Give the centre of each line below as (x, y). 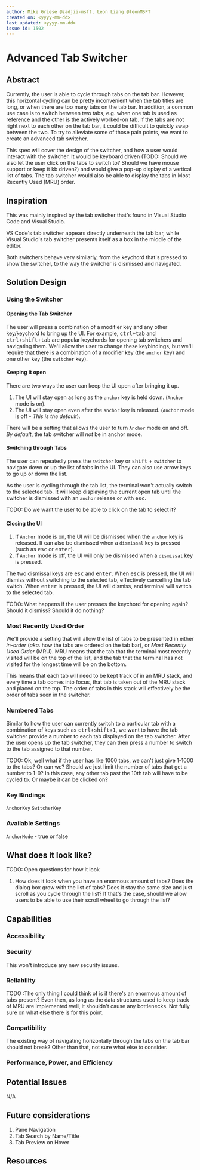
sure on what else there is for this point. (55, 1012)
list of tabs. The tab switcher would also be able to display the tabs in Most (98, 176)
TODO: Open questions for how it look (53, 870)
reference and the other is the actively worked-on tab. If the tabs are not (95, 119)
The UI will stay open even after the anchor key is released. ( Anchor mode (104, 410)
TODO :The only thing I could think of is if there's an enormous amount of (96, 994)
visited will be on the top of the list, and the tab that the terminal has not (95, 658)
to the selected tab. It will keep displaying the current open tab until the (94, 492)
